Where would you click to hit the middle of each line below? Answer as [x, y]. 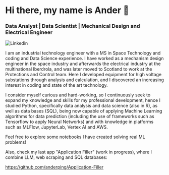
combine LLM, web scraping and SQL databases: [56, 157]
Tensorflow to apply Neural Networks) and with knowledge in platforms [79, 122]
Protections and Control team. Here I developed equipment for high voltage [83, 75]
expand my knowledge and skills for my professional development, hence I [83, 100]
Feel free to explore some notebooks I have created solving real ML [75, 137]
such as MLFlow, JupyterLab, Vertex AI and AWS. [57, 127]
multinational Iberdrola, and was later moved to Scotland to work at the [79, 69]
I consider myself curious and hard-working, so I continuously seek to [78, 95]
